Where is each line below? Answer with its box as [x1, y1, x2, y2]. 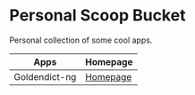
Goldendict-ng [13, 70, 77, 83]
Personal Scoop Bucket [9, 5, 186, 26]
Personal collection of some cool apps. [9, 35, 153, 45]
